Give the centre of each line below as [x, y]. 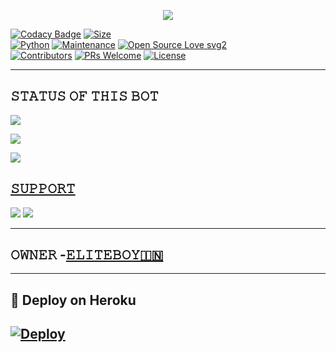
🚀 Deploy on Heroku [73, 300]
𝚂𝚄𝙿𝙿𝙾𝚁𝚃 [43, 188]
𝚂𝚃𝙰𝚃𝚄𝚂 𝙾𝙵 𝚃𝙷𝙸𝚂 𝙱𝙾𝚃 [84, 96]
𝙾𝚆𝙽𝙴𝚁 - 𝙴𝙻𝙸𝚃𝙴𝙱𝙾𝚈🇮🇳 [87, 255]
